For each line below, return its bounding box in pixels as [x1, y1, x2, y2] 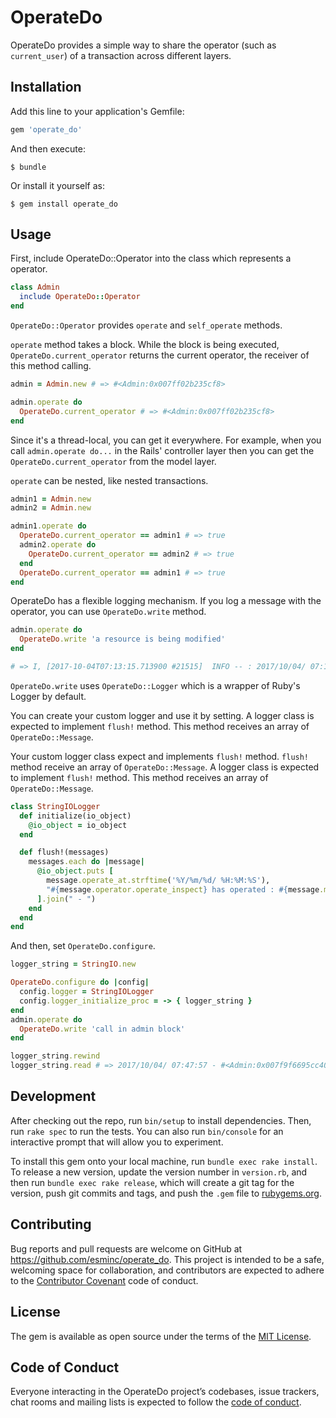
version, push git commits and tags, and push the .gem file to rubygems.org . [10, 1187, 323, 1199]
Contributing [10, 1216, 92, 1233]
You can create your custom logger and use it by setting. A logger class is [10, 709, 315, 721]
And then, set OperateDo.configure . [10, 940, 156, 952]
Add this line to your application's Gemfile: [10, 105, 185, 117]
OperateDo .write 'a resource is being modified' [19, 634, 226, 645]
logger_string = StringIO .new [10, 959, 137, 970]
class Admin [10, 282, 60, 293]
